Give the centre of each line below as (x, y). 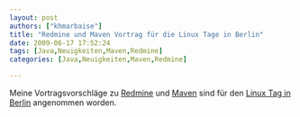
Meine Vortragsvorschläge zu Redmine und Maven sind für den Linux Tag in (150, 93)
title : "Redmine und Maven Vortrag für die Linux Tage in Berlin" (136, 34)
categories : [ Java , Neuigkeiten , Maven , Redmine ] (98, 59)
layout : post (34, 18)
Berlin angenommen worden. (63, 103)
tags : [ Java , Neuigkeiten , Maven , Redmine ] (86, 51)
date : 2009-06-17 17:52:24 (60, 43)
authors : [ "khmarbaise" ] (56, 26)
